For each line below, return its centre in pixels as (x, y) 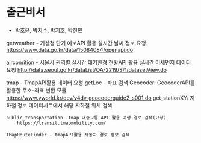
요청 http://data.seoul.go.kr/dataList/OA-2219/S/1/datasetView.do (87, 69)
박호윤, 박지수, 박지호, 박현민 (49, 30)
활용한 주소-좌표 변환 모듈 (36, 90)
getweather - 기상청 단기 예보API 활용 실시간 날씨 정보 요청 (76, 43)
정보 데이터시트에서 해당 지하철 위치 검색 (65, 105)
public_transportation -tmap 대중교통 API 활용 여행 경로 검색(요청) (86, 118)
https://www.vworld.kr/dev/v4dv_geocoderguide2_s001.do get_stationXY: (97, 98)
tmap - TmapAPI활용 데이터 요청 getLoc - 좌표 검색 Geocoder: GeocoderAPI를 (101, 83)
